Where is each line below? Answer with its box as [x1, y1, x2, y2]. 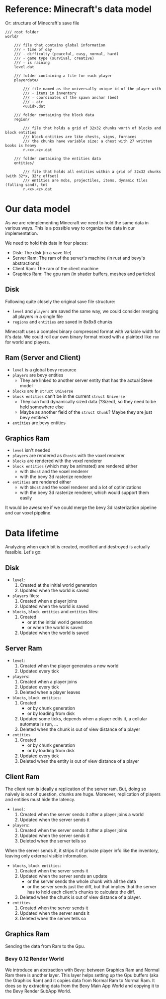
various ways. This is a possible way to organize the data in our [5, 225, 135, 231]
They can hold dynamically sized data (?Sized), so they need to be [19, 398, 157, 404]
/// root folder [5, 29, 39, 34]
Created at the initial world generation [19, 582, 97, 588]
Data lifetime [5, 527, 59, 539]
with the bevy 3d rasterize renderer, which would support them [19, 490, 149, 496]
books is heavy [5, 143, 37, 148]
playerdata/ [14, 77, 39, 83]
